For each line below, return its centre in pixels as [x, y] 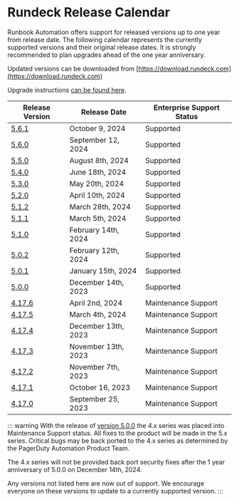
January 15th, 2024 [103, 271]
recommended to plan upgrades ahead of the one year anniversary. [107, 55]
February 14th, [94, 230]
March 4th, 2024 [98, 314]
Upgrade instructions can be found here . [67, 90]
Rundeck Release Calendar [89, 12]
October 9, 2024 [97, 128]
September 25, [94, 399]
